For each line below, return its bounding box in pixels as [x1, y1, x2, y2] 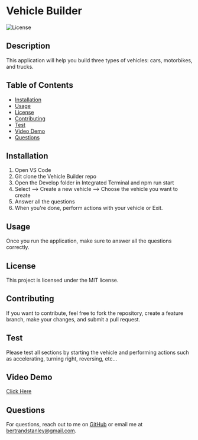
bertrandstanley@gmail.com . [6, 427, 77, 434]
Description [6, 41, 50, 51]
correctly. [6, 244, 30, 251]
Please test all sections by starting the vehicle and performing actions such [6, 349, 189, 356]
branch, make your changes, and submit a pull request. [6, 315, 141, 323]
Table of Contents [6, 80, 74, 90]
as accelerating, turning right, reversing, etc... [6, 355, 117, 362]
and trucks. [6, 63, 34, 70]
